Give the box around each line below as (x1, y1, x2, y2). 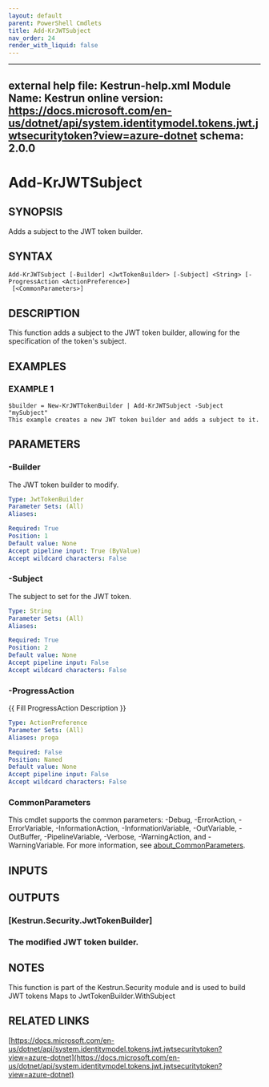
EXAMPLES (8, 360, 66, 373)
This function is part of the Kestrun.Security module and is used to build (8, 982, 246, 992)
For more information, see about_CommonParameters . (66, 840, 246, 850)
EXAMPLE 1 (8, 384, 54, 395)
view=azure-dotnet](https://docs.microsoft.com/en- (8, 1053, 180, 1062)
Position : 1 (8, 532, 48, 541)
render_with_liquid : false (8, 42, 98, 50)
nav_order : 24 (8, 34, 56, 42)
